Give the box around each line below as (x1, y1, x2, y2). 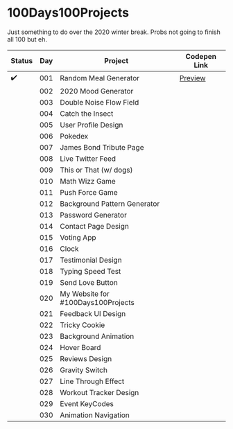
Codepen (185, 51, 217, 61)
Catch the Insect (60, 109, 114, 119)
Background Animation (60, 331, 135, 341)
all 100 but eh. (7, 35, 47, 43)
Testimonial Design (60, 255, 123, 265)
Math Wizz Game (60, 176, 116, 186)
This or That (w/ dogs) (60, 165, 133, 175)
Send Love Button (60, 277, 118, 287)
